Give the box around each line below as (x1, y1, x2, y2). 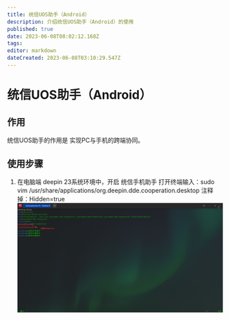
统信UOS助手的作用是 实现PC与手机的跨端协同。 (7, 136, 144, 144)
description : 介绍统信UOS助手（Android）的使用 (7, 18, 134, 25)
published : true (7, 25, 53, 32)
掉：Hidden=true (16, 194, 65, 203)
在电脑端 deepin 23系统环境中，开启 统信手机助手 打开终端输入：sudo (16, 177, 215, 185)
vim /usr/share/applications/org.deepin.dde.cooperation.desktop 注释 (16, 186, 214, 194)
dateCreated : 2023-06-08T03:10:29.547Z (7, 55, 121, 62)
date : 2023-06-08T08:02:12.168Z (7, 33, 99, 40)
